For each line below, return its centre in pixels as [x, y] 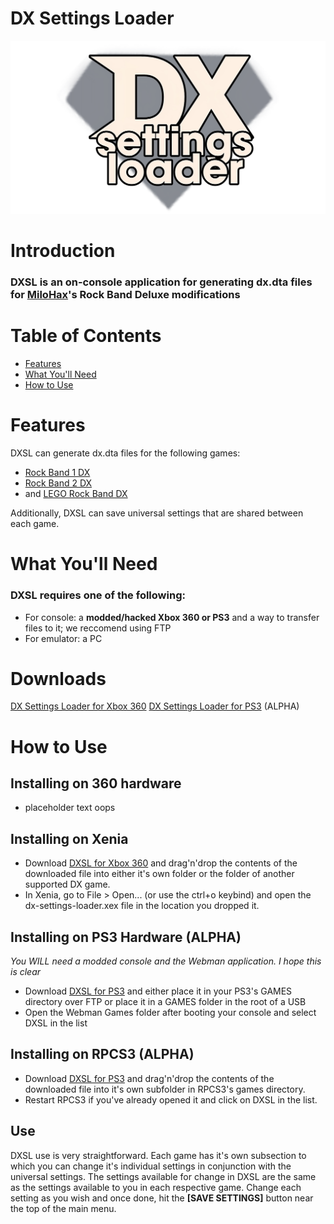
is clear [26, 972]
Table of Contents [86, 336]
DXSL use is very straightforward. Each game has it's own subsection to [158, 1155]
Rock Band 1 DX [57, 473]
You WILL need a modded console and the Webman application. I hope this [166, 961]
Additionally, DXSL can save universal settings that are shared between [157, 513]
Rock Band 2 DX [58, 483]
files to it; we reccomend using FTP [98, 628]
